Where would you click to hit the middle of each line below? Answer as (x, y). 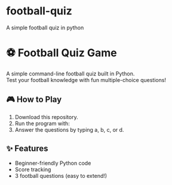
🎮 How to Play (34, 100)
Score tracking (33, 169)
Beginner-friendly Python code (53, 163)
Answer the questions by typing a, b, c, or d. (69, 129)
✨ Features (27, 149)
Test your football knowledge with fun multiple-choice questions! (86, 80)
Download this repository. (47, 117)
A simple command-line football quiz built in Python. (70, 74)
